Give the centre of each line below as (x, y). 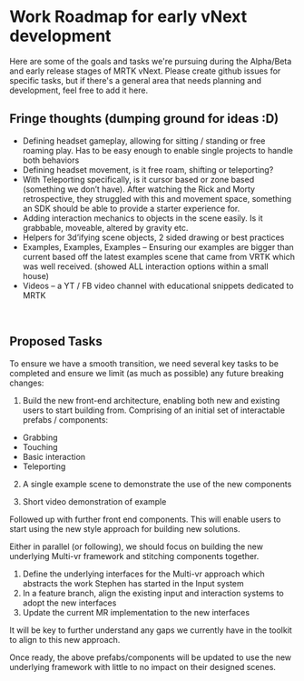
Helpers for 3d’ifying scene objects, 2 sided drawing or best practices (153, 237)
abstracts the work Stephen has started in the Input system (133, 583)
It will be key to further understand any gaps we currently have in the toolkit (151, 630)
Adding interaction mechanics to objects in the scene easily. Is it (142, 218)
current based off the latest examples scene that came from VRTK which (158, 256)
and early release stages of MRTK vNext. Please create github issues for (145, 71)
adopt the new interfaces (69, 603)
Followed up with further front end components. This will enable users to (145, 519)
